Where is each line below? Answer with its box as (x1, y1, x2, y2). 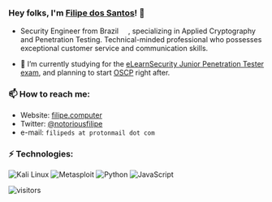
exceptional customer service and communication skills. (19, 44, 209, 54)
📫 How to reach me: (8, 88, 91, 100)
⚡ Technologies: (8, 148, 74, 159)
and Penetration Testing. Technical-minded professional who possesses (19, 35, 262, 45)
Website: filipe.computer (19, 110, 103, 120)
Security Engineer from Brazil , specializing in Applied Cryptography (19, 26, 256, 36)
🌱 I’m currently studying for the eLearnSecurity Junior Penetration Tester (19, 59, 265, 69)
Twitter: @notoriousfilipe (19, 118, 103, 128)
